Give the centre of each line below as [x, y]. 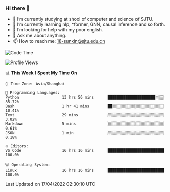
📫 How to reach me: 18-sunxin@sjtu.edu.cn [59, 41]
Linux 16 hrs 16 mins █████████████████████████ [85, 170]
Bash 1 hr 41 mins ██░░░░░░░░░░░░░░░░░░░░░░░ [85, 106]
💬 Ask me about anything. [40, 36]
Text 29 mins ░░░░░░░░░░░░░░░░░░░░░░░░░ [85, 115]
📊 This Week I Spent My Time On [41, 73]
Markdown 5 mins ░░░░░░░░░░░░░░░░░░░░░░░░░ [85, 124]
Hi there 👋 [18, 8]
